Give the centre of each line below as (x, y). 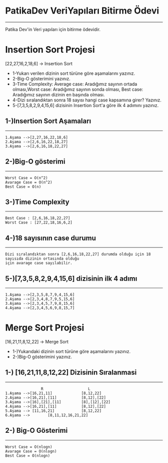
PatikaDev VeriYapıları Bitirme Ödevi (82, 11)
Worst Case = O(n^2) (27, 178)
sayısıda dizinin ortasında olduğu (42, 259)
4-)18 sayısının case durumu (51, 238)
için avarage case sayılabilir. (39, 263)
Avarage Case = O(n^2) (29, 182)
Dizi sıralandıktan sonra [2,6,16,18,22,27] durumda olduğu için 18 (78, 254)
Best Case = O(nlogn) (28, 455)
